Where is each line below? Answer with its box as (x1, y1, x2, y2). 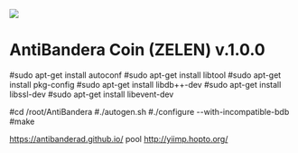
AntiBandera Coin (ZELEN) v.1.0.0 (9, 40, 265, 61)
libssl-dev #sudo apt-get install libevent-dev (9, 89, 174, 100)
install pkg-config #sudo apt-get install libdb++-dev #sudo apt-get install (9, 79, 282, 90)
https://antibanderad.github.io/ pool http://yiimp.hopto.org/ (9, 133, 228, 144)
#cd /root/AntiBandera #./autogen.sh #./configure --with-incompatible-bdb (9, 106, 290, 117)
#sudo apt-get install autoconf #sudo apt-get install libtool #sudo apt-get (9, 69, 282, 81)
